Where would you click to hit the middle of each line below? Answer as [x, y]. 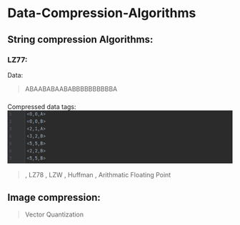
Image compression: [54, 197]
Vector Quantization [54, 214]
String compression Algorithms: [80, 40]
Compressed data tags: [42, 106]
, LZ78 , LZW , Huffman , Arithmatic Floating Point [98, 175]
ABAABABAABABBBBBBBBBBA [71, 89]
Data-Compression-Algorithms [102, 13]
